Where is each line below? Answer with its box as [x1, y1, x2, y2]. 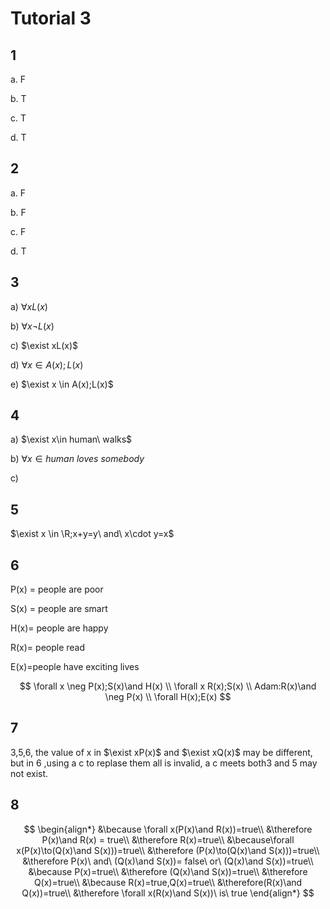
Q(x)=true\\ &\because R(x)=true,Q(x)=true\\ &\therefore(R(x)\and [33, 876, 303, 888]
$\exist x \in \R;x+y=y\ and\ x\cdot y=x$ [10, 528, 175, 540]
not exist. [10, 767, 49, 779]
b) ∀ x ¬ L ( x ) [10, 320, 55, 332]
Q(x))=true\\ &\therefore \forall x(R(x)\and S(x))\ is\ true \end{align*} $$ [21, 887, 315, 899]
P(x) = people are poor [10, 583, 104, 596]
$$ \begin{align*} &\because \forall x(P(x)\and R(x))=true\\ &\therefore [23, 823, 313, 835]
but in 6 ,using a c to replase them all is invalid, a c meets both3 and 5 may [10, 757, 318, 769]
